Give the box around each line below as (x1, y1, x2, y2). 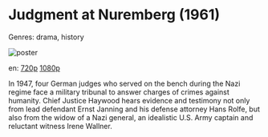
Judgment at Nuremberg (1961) (8, 6, 221, 24)
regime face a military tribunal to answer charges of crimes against (8, 87, 230, 97)
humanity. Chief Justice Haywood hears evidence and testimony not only (8, 95, 250, 105)
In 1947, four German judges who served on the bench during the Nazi (8, 79, 241, 88)
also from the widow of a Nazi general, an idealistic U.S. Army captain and (8, 112, 254, 122)
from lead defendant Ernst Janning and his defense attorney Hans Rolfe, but (8, 104, 261, 114)
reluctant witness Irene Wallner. (8, 121, 112, 131)
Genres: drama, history (8, 32, 84, 42)
